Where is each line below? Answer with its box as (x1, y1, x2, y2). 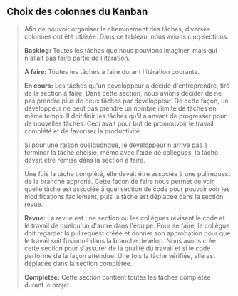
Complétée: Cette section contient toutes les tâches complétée (24, 272, 211, 281)
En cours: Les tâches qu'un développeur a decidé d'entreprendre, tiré (24, 81, 230, 90)
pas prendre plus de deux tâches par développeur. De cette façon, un (24, 96, 229, 105)
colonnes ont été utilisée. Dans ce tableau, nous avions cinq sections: (24, 32, 229, 41)
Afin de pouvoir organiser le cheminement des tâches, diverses (24, 24, 211, 33)
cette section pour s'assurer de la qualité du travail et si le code (24, 244, 211, 252)
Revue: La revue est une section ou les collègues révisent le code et (24, 213, 225, 222)
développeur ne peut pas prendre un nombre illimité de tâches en (24, 103, 217, 113)
